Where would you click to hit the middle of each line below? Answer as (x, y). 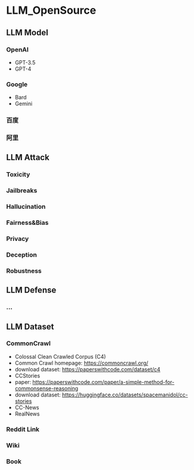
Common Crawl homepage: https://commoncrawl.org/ (81, 363)
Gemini (24, 104)
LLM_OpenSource (51, 10)
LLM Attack (28, 158)
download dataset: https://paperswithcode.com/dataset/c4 (87, 369)
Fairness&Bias (27, 223)
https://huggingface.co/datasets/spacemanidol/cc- (125, 395)
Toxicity (18, 175)
